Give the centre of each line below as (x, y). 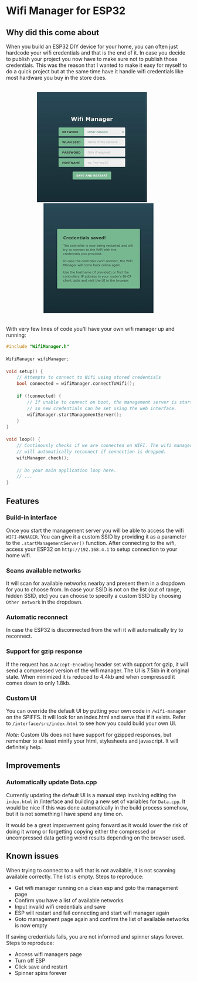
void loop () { (23, 439)
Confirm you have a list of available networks (69, 900)
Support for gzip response (45, 651)
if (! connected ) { (39, 396)
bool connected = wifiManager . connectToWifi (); (76, 384)
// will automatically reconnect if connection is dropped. (91, 452)
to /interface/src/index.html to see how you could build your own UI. (91, 723)
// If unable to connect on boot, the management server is (102, 402)
